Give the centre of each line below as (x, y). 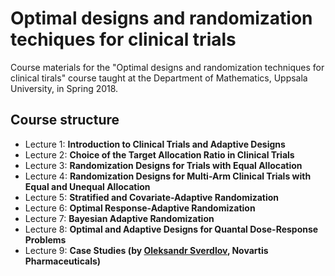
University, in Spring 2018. (64, 88)
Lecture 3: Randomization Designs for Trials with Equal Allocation (163, 165)
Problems (45, 239)
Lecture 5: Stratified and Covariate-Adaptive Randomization (152, 197)
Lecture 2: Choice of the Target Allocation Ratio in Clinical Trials (159, 154)
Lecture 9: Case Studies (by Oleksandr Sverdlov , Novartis (146, 250)
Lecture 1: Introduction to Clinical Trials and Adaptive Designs (155, 144)
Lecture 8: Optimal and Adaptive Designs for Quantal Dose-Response (171, 229)
